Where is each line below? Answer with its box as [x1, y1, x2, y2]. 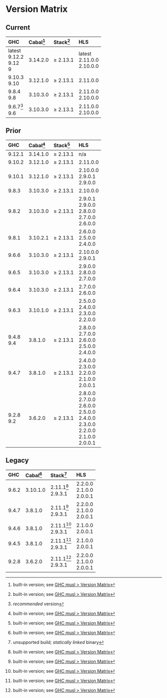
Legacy [5, 456, 29, 465]
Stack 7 [50, 471, 67, 479]
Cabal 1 [28, 38, 46, 46]
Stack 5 [53, 141, 70, 149]
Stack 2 [53, 38, 70, 46]
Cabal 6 [25, 471, 43, 479]
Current [5, 23, 30, 32]
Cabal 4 [28, 141, 46, 149]
